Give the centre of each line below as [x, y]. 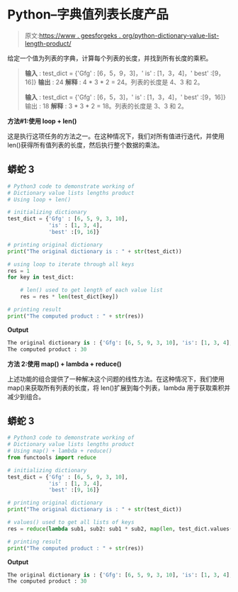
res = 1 [19, 271]
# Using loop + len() [39, 199]
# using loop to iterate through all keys [71, 264]
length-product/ [48, 43]
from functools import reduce [52, 457]
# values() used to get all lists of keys [71, 523]
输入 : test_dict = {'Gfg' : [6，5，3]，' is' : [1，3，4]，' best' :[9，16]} [125, 97]
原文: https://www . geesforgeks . [73, 35]
